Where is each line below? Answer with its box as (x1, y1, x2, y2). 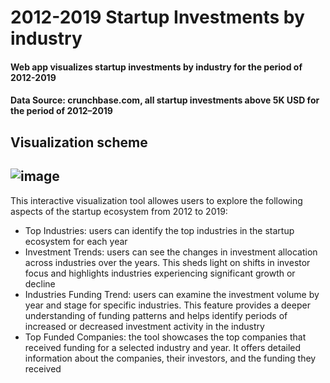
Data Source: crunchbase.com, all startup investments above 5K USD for (10, 94, 320, 106)
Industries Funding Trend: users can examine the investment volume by (24, 288, 320, 300)
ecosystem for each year (24, 235, 128, 247)
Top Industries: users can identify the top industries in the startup (24, 224, 295, 236)
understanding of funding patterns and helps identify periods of (24, 309, 288, 321)
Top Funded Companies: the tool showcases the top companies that (24, 331, 307, 343)
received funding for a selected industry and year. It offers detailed (24, 341, 302, 353)
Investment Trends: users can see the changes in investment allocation (24, 246, 318, 258)
